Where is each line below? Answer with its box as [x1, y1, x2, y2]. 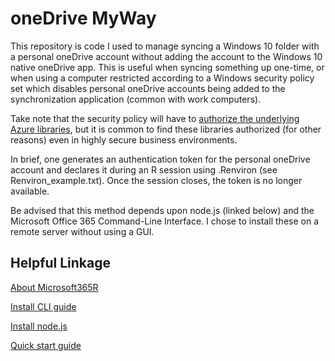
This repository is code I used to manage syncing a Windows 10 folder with [10, 40, 320, 52]
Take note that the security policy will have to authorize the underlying [10, 112, 300, 124]
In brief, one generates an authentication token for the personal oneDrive [10, 153, 311, 165]
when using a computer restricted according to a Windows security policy [10, 72, 315, 84]
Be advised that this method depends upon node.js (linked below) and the [10, 204, 315, 216]
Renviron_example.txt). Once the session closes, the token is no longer [10, 174, 303, 186]
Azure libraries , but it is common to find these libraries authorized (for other [10, 123, 322, 135]
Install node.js [10, 320, 68, 332]
